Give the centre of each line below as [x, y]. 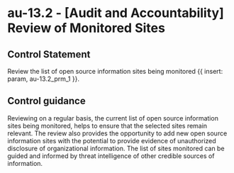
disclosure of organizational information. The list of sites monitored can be [116, 148]
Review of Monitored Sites [86, 28]
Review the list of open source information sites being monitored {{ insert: [115, 71]
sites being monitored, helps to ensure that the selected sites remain [107, 125]
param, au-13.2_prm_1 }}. [44, 79]
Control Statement [49, 54]
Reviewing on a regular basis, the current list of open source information [113, 118]
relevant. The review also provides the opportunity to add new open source [117, 133]
